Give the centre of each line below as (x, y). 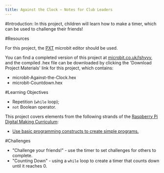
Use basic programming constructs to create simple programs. (75, 131)
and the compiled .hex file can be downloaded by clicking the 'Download (78, 62)
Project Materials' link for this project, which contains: (59, 68)
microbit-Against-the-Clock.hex (44, 77)
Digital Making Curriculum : (32, 121)
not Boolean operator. (34, 107)
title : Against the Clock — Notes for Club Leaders (59, 10)
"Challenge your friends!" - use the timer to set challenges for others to (84, 150)
